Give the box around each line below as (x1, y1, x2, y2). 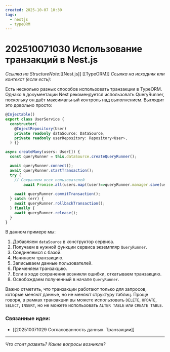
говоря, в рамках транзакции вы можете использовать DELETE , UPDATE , (5, 297, 157, 303)
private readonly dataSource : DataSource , (14, 131, 105, 136)
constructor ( (10, 121, 37, 127)
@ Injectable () (5, 112, 35, 117)
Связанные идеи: (5, 315, 51, 322)
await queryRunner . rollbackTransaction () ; (14, 201, 105, 206)
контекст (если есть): (5, 76, 52, 83)
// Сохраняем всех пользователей (14, 177, 85, 182)
